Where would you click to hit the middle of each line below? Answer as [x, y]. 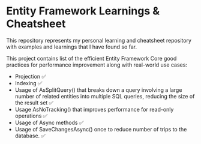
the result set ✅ [34, 103]
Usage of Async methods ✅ [49, 122]
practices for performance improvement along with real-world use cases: [97, 65]
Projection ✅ [31, 76]
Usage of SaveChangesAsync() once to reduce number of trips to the [101, 129]
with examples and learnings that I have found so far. [72, 47]
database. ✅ [30, 136]
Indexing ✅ [28, 83]
